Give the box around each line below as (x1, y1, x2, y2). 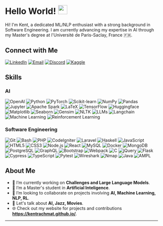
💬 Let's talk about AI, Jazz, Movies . (12, 200, 83, 206)
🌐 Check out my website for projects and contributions (12, 205, 122, 211)
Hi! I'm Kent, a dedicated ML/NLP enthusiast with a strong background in (5, 22, 150, 28)
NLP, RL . (12, 195, 30, 201)
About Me (5, 167, 35, 175)
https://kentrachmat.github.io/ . (12, 211, 77, 216)
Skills (5, 73, 22, 82)
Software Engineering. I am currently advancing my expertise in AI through (5, 27, 154, 32)
